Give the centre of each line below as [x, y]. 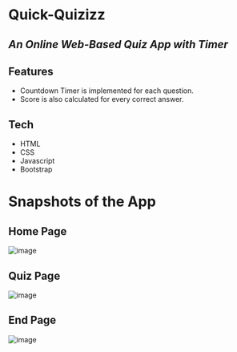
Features [31, 71]
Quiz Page [34, 275]
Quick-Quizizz [57, 15]
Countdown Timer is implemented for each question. [106, 91]
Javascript [37, 161]
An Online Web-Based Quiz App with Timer [118, 45]
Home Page [38, 231]
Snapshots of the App [82, 202]
